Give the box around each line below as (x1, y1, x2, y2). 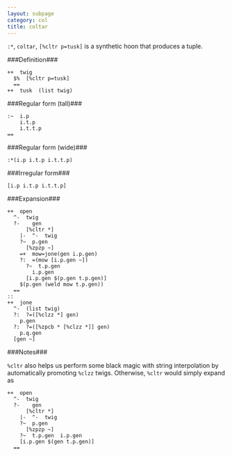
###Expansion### (7, 195, 60, 203)
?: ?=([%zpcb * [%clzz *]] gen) (13, 324, 110, 331)
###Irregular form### (7, 169, 70, 177)
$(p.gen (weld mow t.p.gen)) (19, 281, 104, 288)
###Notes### (7, 348, 48, 357)
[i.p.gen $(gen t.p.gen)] (19, 439, 95, 446)
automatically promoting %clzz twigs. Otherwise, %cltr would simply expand (7, 369, 226, 377)
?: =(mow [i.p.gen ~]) (19, 256, 89, 264)
